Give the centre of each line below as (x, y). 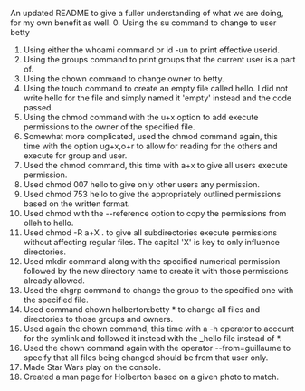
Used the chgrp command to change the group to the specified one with (158, 290)
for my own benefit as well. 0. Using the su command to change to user (143, 23)
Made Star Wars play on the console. (92, 367)
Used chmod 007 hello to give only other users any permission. (142, 184)
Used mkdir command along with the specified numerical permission (152, 261)
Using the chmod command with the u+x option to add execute (141, 117)
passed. (38, 107)
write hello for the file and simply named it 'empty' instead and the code (157, 98)
